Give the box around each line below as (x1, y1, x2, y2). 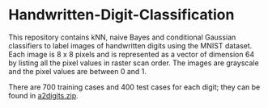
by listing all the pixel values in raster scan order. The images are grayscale (8, 58, 259, 68)
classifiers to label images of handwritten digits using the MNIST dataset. (8, 40, 253, 50)
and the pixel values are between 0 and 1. (8, 66, 147, 76)
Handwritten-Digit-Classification (8, 6, 235, 24)
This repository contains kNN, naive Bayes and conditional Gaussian (8, 32, 236, 42)
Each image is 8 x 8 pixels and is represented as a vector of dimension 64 (8, 49, 255, 59)
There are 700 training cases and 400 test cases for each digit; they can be (8, 82, 261, 92)
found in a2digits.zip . (8, 90, 79, 100)
